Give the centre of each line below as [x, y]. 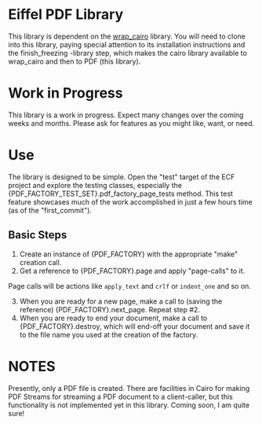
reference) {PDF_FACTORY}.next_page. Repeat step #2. [109, 309]
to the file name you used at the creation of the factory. [109, 334]
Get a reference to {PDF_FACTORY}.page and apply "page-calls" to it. [132, 271]
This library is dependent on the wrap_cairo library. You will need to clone [127, 36]
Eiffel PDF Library [66, 15]
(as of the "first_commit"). [50, 210]
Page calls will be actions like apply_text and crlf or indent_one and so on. [129, 286]
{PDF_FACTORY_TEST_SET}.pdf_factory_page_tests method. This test [121, 194]
